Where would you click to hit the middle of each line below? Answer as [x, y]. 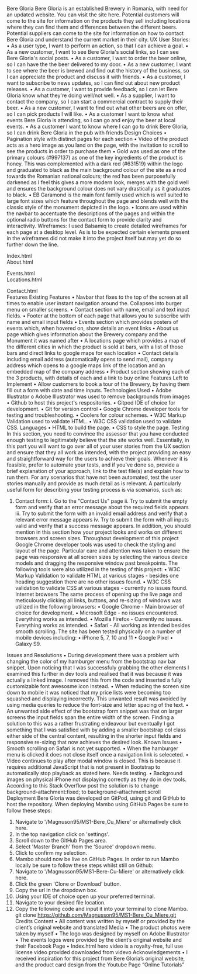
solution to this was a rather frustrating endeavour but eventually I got [91, 723]
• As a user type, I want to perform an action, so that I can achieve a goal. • [98, 46]
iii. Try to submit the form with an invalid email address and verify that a [101, 513]
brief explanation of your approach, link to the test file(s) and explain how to [98, 471]
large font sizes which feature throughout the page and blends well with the [98, 201]
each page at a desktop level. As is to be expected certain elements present [98, 232]
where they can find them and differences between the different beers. [92, 27]
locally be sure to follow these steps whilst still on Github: [84, 865]
